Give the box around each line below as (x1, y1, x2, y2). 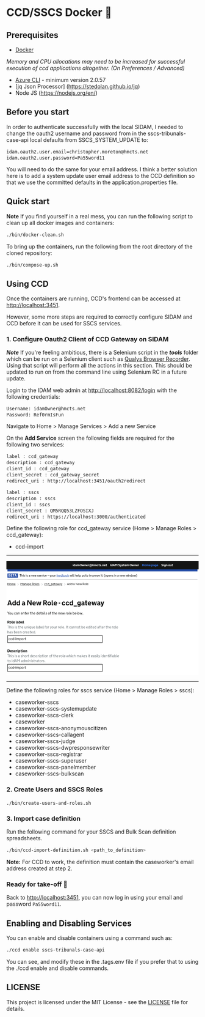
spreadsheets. (6, 835, 43, 841)
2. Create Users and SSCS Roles (6, 785, 103, 794)
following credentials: (6, 393, 60, 401)
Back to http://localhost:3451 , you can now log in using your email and (6, 894, 183, 901)
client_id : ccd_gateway (6, 466, 70, 472)
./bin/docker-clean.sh (6, 232, 64, 238)
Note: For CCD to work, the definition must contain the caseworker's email (6, 858, 194, 865)
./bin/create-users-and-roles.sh (6, 800, 92, 806)
